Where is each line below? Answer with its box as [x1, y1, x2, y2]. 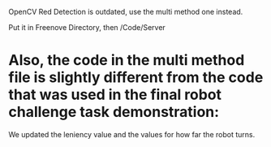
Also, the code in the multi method [8, 51, 245, 70]
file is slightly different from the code [8, 68, 264, 87]
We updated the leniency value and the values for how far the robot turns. [8, 129, 256, 139]
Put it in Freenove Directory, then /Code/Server [8, 23, 166, 32]
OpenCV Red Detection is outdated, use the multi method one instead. [8, 7, 243, 16]
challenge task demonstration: [8, 103, 220, 121]
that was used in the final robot [8, 85, 222, 104]
